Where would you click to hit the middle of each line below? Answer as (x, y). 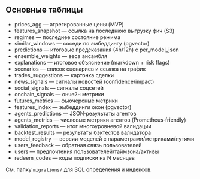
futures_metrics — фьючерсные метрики (66, 101)
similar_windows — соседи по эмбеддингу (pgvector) (82, 43)
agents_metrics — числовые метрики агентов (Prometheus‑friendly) (100, 120)
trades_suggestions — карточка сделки (64, 75)
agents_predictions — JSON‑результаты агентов (75, 113)
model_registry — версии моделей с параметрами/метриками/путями (104, 139)
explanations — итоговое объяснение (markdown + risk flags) (92, 62)
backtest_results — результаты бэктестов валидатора (82, 132)
